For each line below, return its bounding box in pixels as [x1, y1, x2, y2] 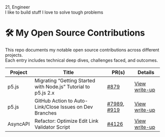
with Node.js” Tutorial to [34, 83, 90, 90]
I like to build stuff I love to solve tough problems [5, 9, 104, 15]
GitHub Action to [34, 97, 73, 104]
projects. [5, 52, 23, 58]
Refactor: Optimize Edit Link [34, 117, 99, 124]
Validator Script [34, 123, 70, 130]
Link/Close [34, 103, 59, 110]
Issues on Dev [60, 103, 93, 110]
